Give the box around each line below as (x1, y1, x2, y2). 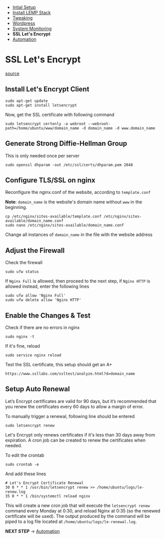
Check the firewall (5, 260, 42, 266)
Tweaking (12, 15, 33, 21)
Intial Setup (12, 5, 36, 10)
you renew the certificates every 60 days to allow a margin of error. (5, 403, 144, 409)
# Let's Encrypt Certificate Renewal (5, 480, 84, 485)
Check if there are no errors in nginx (5, 325, 80, 331)
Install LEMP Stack (12, 10, 51, 16)
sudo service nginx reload (5, 353, 61, 358)
